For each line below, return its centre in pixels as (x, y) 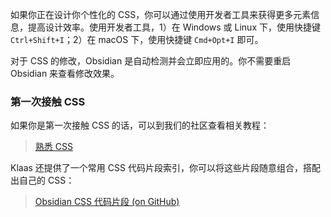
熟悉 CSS (53, 147)
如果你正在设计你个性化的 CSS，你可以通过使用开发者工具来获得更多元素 (161, 14)
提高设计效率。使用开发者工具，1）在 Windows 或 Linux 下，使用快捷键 (174, 27)
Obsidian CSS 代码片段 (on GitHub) (107, 202)
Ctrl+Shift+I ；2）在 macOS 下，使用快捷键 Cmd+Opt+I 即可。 (137, 39)
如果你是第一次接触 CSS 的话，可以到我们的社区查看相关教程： (140, 125)
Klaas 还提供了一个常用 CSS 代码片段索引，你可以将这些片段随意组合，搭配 (165, 168)
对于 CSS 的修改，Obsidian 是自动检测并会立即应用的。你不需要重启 (151, 61)
